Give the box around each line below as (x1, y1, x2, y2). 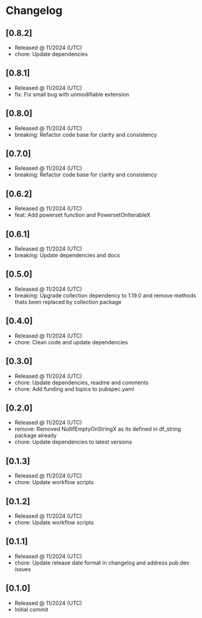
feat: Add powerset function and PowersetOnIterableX (14, 211, 151, 219)
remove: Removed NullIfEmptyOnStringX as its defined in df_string (14, 425, 181, 432)
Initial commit (14, 606, 49, 613)
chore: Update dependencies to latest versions (14, 439, 132, 446)
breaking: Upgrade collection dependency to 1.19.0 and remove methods (14, 291, 197, 299)
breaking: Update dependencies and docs (14, 252, 120, 259)
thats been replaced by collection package (14, 298, 122, 305)
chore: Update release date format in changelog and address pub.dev (14, 559, 190, 566)
